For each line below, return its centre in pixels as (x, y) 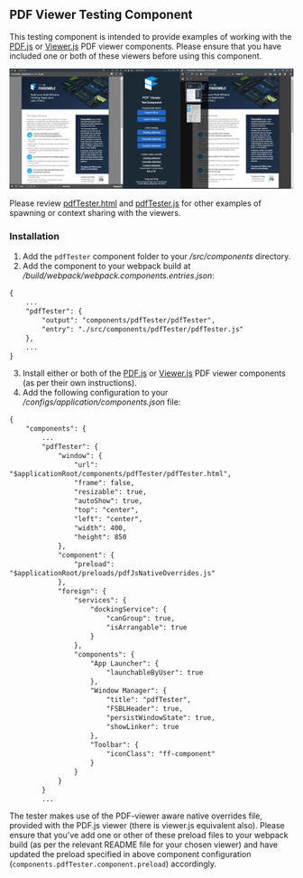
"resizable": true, (110, 491)
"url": (86, 464)
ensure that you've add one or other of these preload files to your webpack (149, 835)
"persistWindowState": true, (161, 717)
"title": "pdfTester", (149, 699)
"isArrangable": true (147, 627)
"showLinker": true (142, 726)
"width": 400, (100, 528)
